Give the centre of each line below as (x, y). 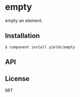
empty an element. (24, 20)
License (17, 79)
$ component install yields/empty (40, 47)
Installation (22, 36)
